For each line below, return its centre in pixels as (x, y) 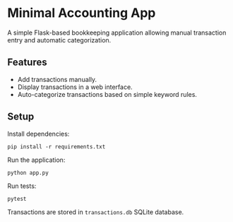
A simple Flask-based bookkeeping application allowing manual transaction (117, 33)
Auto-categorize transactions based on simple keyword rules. (107, 94)
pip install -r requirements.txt (56, 146)
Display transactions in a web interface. (75, 87)
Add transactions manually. (57, 79)
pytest (17, 199)
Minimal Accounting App (82, 13)
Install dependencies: (38, 134)
